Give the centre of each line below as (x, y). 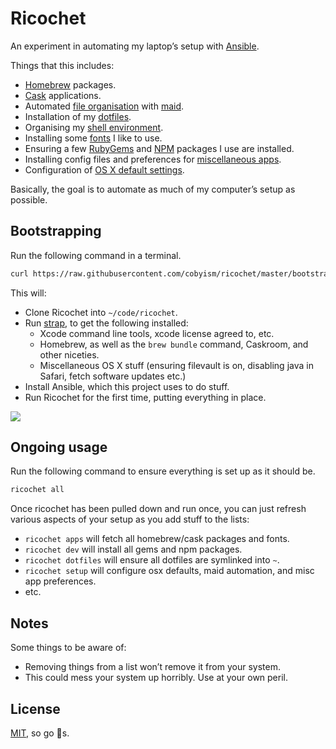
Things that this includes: (62, 65)
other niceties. (69, 354)
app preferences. (60, 581)
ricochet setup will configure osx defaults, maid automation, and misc (169, 571)
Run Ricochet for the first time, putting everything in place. (145, 397)
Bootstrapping (56, 231)
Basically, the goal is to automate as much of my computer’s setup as (153, 189)
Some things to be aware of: (68, 648)
